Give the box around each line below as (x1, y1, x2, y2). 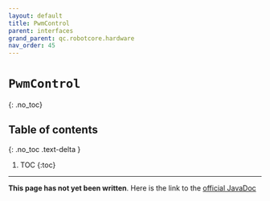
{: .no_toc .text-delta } (8, 144, 81, 154)
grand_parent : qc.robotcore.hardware (8, 34, 135, 43)
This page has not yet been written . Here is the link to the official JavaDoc (8, 183, 257, 193)
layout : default (8, 11, 63, 20)
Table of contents (8, 123, 98, 137)
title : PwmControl (8, 19, 70, 27)
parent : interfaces (8, 27, 74, 35)
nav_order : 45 (8, 42, 56, 50)
